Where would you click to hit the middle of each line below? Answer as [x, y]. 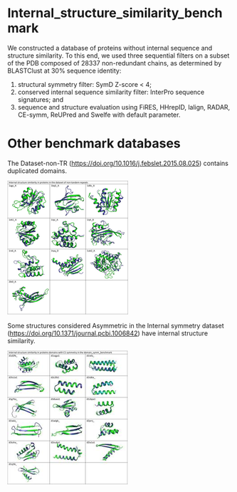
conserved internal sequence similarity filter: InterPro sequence [111, 92]
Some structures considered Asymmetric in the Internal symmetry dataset [116, 325]
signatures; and [41, 99]
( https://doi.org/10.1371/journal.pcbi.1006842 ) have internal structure [108, 333]
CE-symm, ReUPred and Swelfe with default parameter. [99, 115]
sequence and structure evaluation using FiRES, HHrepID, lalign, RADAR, [124, 107]
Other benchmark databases [94, 143]
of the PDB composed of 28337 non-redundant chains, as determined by [115, 63]
